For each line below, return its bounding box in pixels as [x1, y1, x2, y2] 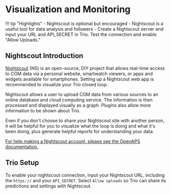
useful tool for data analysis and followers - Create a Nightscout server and [5, 26, 164, 32]
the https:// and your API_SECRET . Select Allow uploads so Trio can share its [5, 177, 166, 183]
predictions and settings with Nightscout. [5, 183, 92, 189]
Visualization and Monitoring [5, 4, 131, 15]
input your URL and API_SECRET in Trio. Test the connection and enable [5, 31, 157, 37]
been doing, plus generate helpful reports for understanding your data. [5, 128, 154, 134]
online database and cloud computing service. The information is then [5, 96, 153, 103]
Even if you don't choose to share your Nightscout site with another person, [5, 117, 165, 124]
